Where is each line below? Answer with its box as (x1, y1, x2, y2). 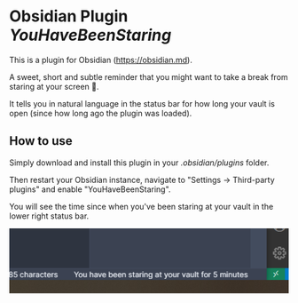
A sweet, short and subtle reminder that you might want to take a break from (9, 71, 288, 82)
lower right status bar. (9, 211, 90, 221)
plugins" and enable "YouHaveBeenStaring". (9, 184, 171, 195)
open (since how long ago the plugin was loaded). (9, 108, 192, 118)
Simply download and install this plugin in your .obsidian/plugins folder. (9, 157, 270, 168)
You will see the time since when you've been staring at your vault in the (9, 201, 274, 211)
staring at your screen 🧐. (9, 81, 99, 92)
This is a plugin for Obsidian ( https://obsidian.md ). (9, 54, 192, 65)
